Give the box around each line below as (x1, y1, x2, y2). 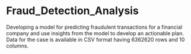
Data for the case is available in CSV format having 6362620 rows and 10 (6, 36, 185, 43)
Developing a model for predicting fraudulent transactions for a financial (6, 23, 183, 31)
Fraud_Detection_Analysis (6, 4, 139, 18)
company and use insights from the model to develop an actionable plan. (6, 29, 184, 36)
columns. (6, 42, 29, 49)
